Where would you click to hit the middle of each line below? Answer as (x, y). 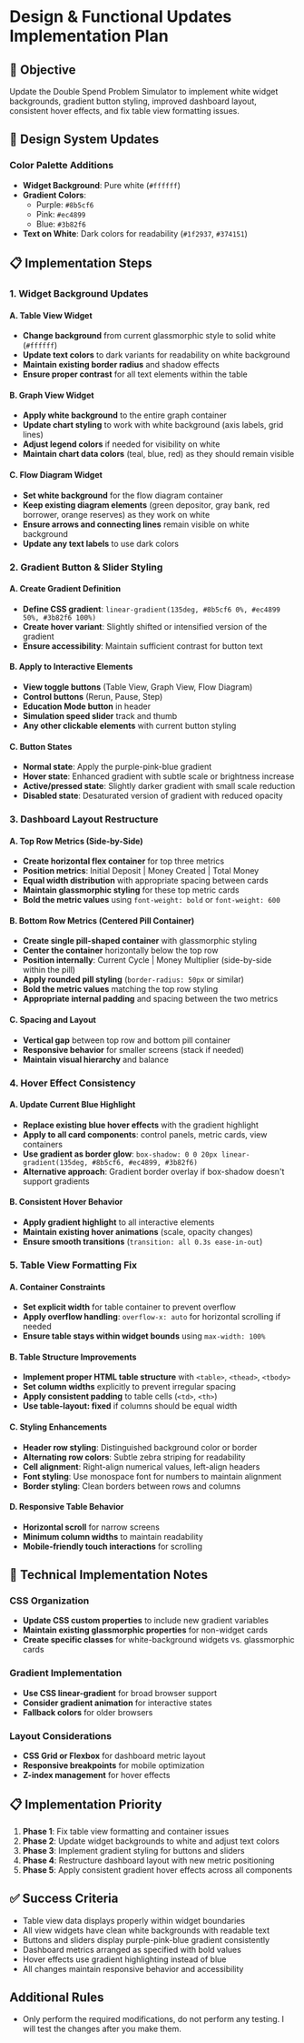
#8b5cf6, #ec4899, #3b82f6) (145, 1162)
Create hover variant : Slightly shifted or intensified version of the (145, 626)
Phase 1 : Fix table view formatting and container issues (126, 1831)
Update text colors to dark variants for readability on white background (156, 355)
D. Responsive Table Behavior (67, 1507)
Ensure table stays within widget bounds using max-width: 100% (144, 1336)
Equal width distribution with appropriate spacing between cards (146, 881)
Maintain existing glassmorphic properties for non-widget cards (145, 1630)
